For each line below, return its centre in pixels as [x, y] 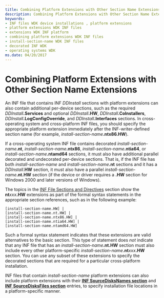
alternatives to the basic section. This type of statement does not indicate [79, 240]
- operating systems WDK [30, 50]
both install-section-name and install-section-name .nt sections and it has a [81, 165]
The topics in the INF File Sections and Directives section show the [72, 190]
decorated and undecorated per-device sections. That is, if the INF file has [80, 159]
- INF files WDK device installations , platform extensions [69, 23]
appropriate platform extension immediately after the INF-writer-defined [77, 129]
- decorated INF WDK [26, 46]
